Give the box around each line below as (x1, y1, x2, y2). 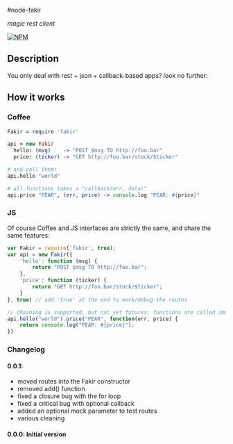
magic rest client (7, 19, 55, 27)
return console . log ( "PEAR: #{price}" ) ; (19, 322, 135, 329)
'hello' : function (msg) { (19, 257, 98, 265)
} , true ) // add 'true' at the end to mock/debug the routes (7, 296, 188, 303)
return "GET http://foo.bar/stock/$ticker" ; (32, 283, 163, 290)
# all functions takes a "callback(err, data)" (7, 185, 148, 192)
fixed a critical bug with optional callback (17, 400, 135, 408)
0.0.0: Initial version (7, 430, 67, 438)
